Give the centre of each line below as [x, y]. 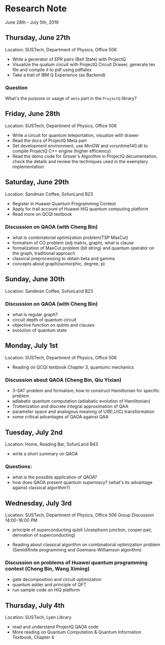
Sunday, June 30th [35, 279]
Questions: [19, 466]
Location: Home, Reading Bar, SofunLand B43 [52, 444]
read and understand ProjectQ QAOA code [55, 627]
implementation [28, 167]
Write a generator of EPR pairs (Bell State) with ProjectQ [69, 59]
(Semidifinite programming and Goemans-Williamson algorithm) [77, 550]
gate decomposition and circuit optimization [57, 579]
